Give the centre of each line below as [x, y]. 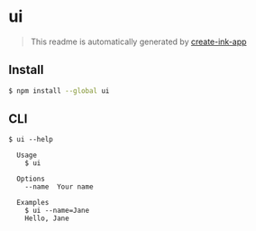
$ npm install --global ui [59, 91]
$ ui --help [31, 140]
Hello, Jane [47, 218]
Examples [33, 203]
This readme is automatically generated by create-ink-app [138, 42]
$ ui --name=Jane [57, 211]
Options [31, 179]
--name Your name [59, 187]
